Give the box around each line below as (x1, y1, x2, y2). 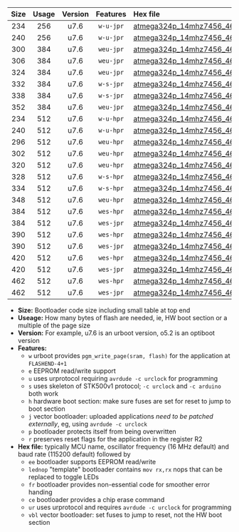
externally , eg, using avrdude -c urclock (28, 420, 148, 428)
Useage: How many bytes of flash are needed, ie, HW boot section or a (17, 314, 228, 322)
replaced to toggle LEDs (28, 473, 100, 481)
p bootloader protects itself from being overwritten (28, 427, 176, 436)
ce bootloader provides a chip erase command (28, 496, 165, 503)
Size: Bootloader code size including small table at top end (17, 306, 191, 314)
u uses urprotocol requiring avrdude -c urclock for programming (28, 374, 218, 382)
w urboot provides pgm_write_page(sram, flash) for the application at (28, 352, 230, 359)
